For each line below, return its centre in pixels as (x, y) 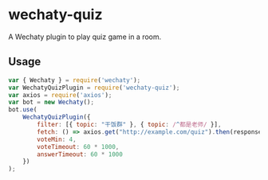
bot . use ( (23, 110)
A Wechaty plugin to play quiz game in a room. (85, 37)
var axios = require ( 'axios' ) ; (60, 95)
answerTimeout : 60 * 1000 (80, 154)
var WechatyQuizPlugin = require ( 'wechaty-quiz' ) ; (94, 88)
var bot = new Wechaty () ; (51, 102)
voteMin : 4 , (57, 139)
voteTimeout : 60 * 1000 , (78, 147)
